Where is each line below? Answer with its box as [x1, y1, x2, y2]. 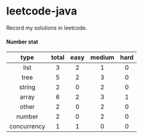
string [19, 83, 36, 92]
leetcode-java [6, 4, 78, 18]
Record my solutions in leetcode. [6, 24, 88, 31]
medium [90, 53, 115, 61]
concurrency [9, 122, 46, 131]
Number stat [6, 38, 38, 45]
